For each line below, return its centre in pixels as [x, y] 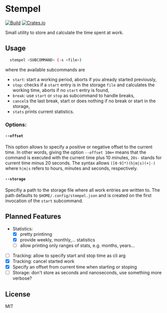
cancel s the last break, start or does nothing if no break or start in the [84, 101]
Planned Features [33, 216]
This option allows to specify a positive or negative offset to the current [79, 147]
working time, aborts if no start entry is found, [61, 90]
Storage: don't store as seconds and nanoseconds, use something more [87, 273]
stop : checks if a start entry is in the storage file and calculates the [83, 85]
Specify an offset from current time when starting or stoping [74, 267]
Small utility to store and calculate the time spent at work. [64, 32]
